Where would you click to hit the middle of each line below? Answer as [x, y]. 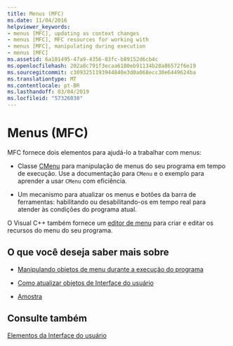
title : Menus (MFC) [36, 14]
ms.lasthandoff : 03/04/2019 [48, 92]
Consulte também [47, 318]
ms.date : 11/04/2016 [38, 20]
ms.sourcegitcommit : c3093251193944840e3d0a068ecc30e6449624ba [102, 72]
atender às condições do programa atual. [77, 209]
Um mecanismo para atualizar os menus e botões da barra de [107, 194]
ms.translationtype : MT [42, 79]
